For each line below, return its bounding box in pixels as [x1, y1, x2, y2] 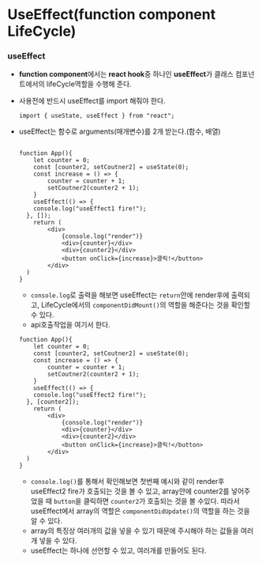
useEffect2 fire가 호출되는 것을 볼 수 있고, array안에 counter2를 [30, 486, 230, 496]
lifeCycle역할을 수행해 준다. [46, 79, 132, 89]
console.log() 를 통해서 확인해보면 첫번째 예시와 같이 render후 [30, 477, 225, 486]
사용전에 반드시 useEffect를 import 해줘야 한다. [18, 96, 167, 106]
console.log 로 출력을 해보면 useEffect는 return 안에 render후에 [30, 290, 230, 300]
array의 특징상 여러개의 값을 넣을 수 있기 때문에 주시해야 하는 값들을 [30, 526, 239, 535]
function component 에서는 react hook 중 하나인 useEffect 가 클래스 [18, 70, 234, 79]
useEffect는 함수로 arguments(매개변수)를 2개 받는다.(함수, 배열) [18, 127, 222, 136]
